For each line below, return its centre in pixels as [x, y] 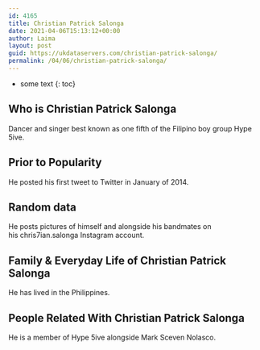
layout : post [30, 46]
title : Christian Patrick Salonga [66, 23]
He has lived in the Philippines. [59, 293]
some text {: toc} [48, 83]
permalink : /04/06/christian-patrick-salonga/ [88, 61]
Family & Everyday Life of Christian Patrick [118, 260]
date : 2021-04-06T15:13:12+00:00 [64, 31]
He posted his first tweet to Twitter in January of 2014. [99, 181]
